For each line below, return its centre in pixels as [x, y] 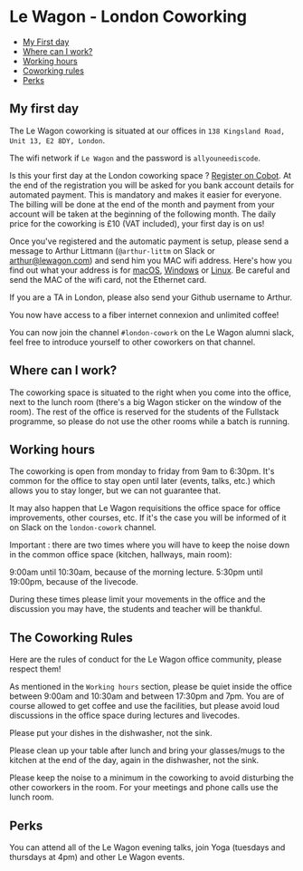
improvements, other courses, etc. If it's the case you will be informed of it [148, 518]
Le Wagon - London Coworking [128, 17]
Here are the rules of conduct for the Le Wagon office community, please [146, 660]
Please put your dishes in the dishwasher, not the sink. [111, 733]
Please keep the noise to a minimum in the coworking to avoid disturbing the [151, 778]
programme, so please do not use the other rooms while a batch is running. [150, 421]
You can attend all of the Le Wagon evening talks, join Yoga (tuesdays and [147, 847]
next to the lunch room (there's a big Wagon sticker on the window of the [146, 402]
